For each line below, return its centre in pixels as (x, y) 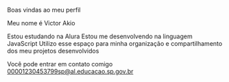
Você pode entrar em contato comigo (60, 64)
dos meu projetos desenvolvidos (53, 51)
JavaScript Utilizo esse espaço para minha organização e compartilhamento (115, 43)
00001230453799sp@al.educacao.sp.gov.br (70, 71)
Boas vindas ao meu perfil (44, 10)
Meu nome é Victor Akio (41, 23)
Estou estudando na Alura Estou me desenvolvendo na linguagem (100, 36)
